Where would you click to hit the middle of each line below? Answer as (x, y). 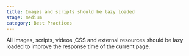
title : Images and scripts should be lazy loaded (71, 12)
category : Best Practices (39, 23)
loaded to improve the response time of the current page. (78, 46)
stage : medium (24, 17)
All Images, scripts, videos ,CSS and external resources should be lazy (95, 40)
